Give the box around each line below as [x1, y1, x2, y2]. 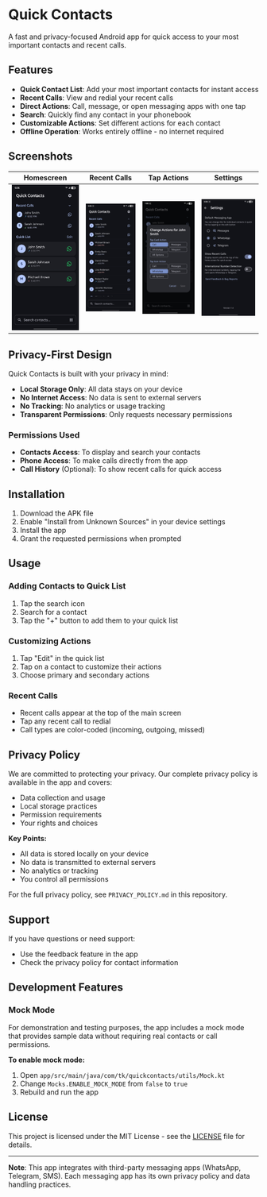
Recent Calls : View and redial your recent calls [19, 93, 173, 102]
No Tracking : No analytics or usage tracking [19, 401, 165, 411]
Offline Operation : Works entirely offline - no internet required [19, 126, 225, 136]
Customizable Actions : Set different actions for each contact [19, 118, 221, 128]
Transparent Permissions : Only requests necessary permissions [19, 409, 233, 419]
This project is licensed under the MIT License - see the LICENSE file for [8, 1131, 245, 1141]
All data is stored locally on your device [19, 849, 149, 859]
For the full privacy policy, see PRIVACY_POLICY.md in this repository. [8, 890, 228, 899]
